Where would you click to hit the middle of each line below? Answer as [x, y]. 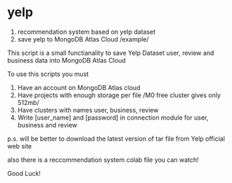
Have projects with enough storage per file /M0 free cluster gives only [119, 95]
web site [20, 146]
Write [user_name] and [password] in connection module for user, [113, 118]
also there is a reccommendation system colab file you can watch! [103, 160]
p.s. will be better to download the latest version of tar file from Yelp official [116, 139]
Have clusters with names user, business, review [88, 110]
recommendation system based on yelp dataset [86, 32]
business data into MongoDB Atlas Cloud [67, 60]
